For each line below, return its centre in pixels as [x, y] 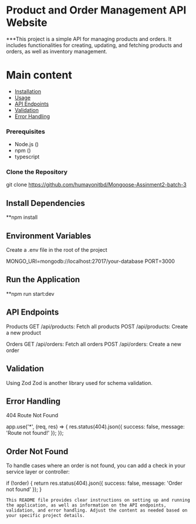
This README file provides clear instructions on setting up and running [98, 500]
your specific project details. [45, 516]
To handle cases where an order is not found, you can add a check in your [96, 466]
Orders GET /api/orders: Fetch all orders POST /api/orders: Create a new [94, 344]
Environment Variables [49, 236]
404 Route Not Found [32, 415]
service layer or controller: [38, 472]
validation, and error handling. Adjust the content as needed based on [97, 511]
